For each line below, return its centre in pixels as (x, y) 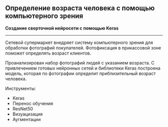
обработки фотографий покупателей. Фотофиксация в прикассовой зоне (83, 47)
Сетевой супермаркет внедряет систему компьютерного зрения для (79, 42)
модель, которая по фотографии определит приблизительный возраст (80, 73)
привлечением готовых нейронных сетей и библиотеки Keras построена (83, 68)
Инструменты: (20, 88)
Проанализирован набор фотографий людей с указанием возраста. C (80, 62)
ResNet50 (23, 108)
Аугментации (26, 119)
